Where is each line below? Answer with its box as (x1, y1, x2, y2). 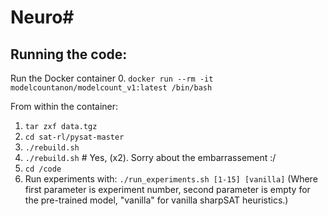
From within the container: (10, 101, 119, 112)
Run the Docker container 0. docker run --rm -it (10, 72, 214, 84)
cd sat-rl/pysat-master (24, 132, 125, 142)
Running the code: (10, 46, 128, 63)
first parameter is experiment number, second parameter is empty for (24, 184, 311, 195)
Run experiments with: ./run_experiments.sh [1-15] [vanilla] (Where (24, 173, 318, 185)
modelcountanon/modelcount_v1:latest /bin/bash (10, 83, 213, 93)
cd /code (24, 164, 62, 174)
